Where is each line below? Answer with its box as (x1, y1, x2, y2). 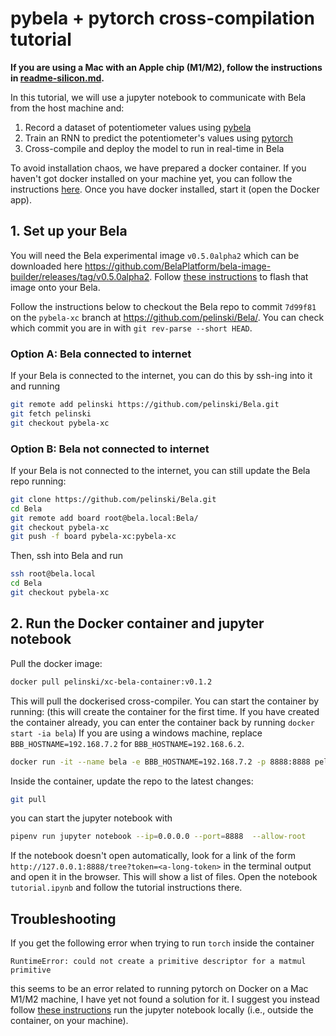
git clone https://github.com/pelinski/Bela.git (10, 494, 217, 504)
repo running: (10, 475, 67, 487)
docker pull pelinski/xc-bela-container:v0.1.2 (10, 677, 213, 687)
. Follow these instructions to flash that (149, 270, 309, 282)
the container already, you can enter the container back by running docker (10, 716, 315, 728)
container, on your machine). (10, 1015, 129, 1027)
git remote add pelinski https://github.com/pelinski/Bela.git (10, 400, 280, 410)
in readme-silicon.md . (10, 72, 105, 84)
